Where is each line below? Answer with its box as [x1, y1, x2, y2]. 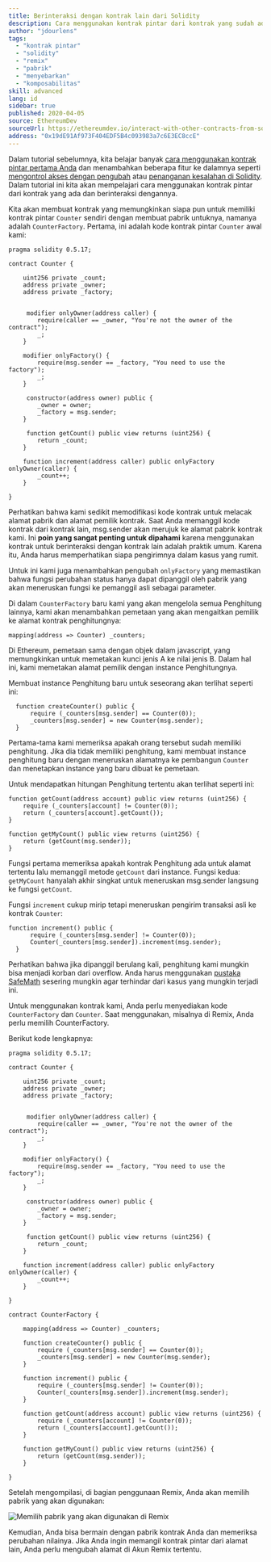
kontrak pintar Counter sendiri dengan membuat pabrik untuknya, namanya [8, 212, 256, 222]
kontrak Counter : [8, 908, 63, 917]
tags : [8, 34, 27, 43]
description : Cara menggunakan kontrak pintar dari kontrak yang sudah [8, 19, 254, 27]
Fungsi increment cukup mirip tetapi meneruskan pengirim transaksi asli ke [8, 900, 256, 909]
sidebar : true [8, 102, 56, 110]
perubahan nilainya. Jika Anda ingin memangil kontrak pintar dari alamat [8, 1535, 248, 1545]
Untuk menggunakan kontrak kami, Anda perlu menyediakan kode [8, 1001, 228, 1010]
